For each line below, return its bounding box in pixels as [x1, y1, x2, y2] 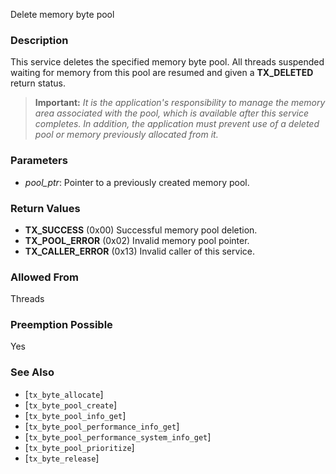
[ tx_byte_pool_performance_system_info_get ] [24, 430, 212, 443]
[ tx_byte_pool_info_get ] [24, 409, 127, 421]
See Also [10, 365, 55, 379]
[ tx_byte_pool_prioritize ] [24, 441, 135, 453]
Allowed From [10, 270, 80, 284]
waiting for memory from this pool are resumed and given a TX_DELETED [10, 67, 314, 79]
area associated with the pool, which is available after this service [34, 107, 310, 119]
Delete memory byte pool [10, 9, 115, 20]
